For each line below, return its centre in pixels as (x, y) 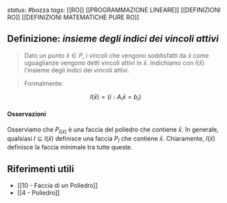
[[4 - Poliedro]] (38, 193)
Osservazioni (27, 114)
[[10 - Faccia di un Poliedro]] (57, 186)
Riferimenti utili (41, 169)
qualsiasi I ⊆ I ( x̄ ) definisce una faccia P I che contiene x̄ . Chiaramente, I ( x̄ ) (111, 139)
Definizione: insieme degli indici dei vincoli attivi (113, 39)
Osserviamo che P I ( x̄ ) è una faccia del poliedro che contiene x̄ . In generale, (113, 130)
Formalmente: (44, 83)
